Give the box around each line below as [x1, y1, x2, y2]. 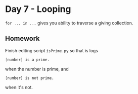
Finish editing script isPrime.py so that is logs [5, 47, 98, 53]
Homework [5, 34, 40, 43]
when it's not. [5, 84, 33, 90]
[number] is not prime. [5, 76, 54, 81]
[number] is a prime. [5, 57, 50, 62]
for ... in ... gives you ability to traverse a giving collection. [5, 20, 134, 26]
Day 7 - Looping [5, 3, 71, 15]
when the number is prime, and [5, 66, 69, 72]
